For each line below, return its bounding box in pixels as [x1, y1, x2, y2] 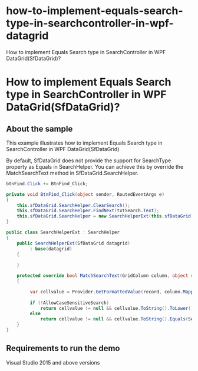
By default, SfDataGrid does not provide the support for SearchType [6, 157, 171, 164]
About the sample [6, 123, 73, 133]
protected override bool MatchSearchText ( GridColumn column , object [16, 273, 189, 279]
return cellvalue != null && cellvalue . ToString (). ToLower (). [40, 305, 196, 311]
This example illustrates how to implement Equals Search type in [6, 139, 163, 146]
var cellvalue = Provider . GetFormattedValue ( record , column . [29, 289, 183, 295]
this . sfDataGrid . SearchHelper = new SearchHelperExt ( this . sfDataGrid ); [16, 213, 196, 219]
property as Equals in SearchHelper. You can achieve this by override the [6, 163, 184, 170]
